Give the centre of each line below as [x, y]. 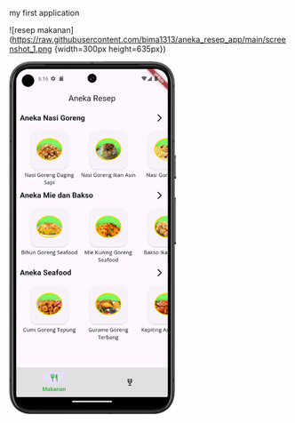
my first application [44, 13]
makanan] [55, 30]
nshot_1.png [31, 49]
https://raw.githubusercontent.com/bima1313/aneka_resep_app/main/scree [149, 40]
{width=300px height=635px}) [110, 49]
